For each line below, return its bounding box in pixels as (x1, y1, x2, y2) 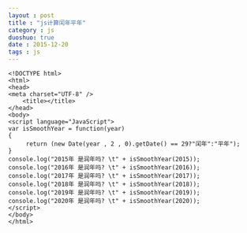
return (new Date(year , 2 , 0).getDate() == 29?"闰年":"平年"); (25, 140, 241, 148)
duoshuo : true (8, 33, 55, 42)
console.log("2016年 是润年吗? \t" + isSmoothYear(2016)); (8, 164, 200, 172)
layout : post (8, 11, 55, 20)
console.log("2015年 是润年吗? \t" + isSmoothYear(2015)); (8, 155, 200, 163)
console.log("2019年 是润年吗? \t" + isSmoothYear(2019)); (8, 189, 200, 197)
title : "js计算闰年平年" (8, 19, 87, 27)
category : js (8, 26, 55, 34)
